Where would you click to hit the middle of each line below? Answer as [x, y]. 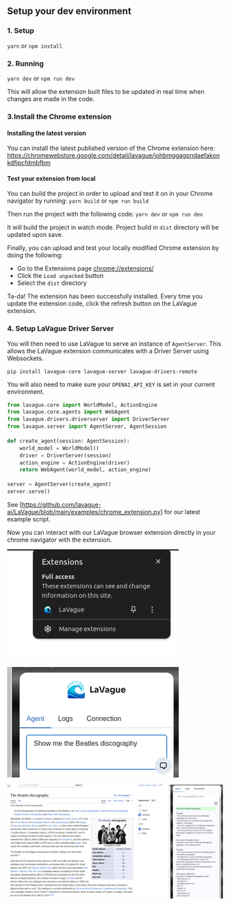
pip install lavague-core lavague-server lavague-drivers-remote [102, 372]
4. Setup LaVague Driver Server [61, 329]
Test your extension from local [51, 178]
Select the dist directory [52, 283]
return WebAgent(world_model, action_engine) [86, 470]
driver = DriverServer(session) [65, 455]
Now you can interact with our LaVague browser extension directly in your [111, 532]
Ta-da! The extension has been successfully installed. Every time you [105, 297]
